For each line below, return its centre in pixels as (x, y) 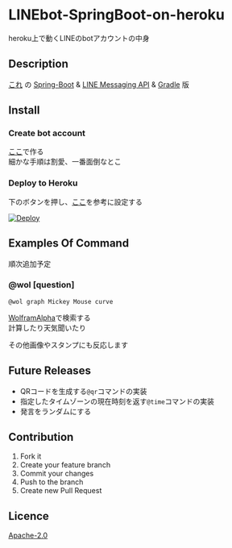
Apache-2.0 (28, 536)
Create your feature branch (65, 465)
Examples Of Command (69, 243)
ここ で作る (26, 152)
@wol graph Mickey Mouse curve (61, 301)
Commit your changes (57, 474)
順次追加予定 (29, 264)
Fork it (31, 456)
